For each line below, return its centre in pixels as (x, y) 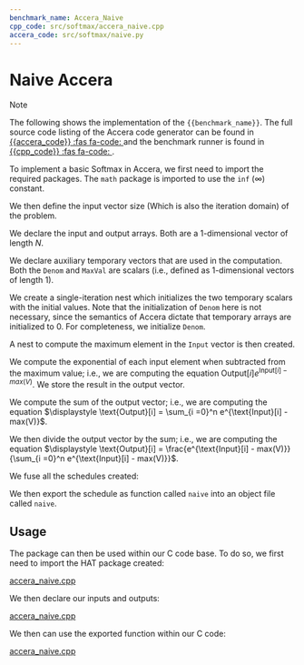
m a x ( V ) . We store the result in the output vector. (97, 383)
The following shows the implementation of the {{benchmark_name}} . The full (151, 123)
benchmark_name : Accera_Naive (67, 18)
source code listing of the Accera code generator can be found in (132, 132)
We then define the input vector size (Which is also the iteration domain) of (149, 207)
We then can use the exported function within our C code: (118, 634)
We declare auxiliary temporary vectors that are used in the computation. (146, 261)
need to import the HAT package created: (87, 563)
